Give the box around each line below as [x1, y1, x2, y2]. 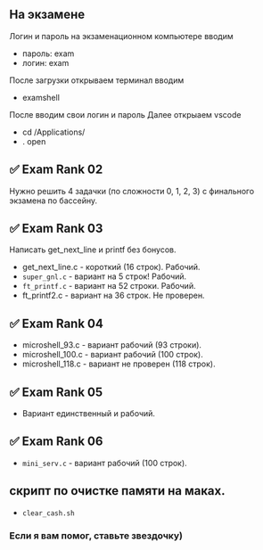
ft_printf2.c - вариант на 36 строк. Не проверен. [21, 290, 205, 301]
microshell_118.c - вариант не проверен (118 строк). [21, 358, 216, 369]
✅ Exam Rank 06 [9, 434, 103, 449]
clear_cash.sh [21, 508, 75, 518]
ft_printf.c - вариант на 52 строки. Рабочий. [21, 281, 196, 291]
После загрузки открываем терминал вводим [9, 75, 185, 86]
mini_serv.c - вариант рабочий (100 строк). [21, 457, 187, 468]
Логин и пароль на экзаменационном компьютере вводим [9, 30, 234, 41]
